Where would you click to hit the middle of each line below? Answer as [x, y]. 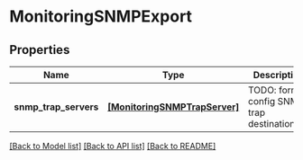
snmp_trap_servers [56, 107]
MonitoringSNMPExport [101, 17]
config [262, 101]
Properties [40, 50]
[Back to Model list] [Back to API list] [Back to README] [113, 146]
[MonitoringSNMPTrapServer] [173, 107]
